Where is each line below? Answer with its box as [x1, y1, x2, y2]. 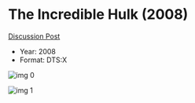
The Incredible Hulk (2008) [8, 6, 189, 24]
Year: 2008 [19, 46, 57, 56]
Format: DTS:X [19, 55, 68, 64]
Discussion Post [8, 31, 61, 41]
